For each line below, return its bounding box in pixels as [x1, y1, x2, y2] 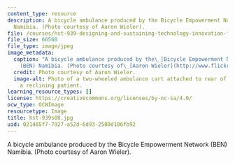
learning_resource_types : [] [7, 88, 92, 95]
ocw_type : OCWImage [7, 101, 64, 108]
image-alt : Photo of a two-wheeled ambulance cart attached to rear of [13, 75, 227, 83]
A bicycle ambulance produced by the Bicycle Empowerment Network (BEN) [7, 140, 227, 148]
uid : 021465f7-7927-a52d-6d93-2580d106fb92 [7, 120, 136, 128]
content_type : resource [7, 10, 77, 17]
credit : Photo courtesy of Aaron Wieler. [13, 69, 136, 76]
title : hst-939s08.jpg [7, 114, 73, 121]
